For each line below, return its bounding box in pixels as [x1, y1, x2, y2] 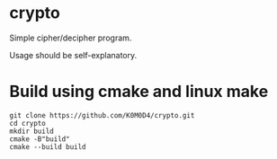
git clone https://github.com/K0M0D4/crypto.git [9, 110, 195, 119]
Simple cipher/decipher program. [9, 32, 132, 43]
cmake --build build [9, 142, 87, 151]
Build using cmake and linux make [9, 82, 269, 102]
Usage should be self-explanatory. [9, 49, 138, 60]
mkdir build [9, 127, 54, 136]
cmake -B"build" [9, 134, 70, 144]
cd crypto [9, 119, 47, 128]
